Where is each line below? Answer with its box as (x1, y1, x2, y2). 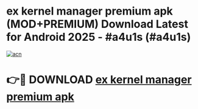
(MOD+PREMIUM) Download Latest (6, 17, 189, 31)
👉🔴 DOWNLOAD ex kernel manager (6, 73, 192, 86)
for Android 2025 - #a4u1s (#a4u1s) (6, 30, 191, 44)
